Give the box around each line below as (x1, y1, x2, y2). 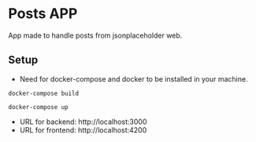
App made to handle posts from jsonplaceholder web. (8, 31, 183, 40)
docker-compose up (8, 103, 69, 111)
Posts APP (8, 5, 78, 23)
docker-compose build (8, 89, 80, 97)
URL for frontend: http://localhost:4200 (19, 125, 147, 134)
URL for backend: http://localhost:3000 (19, 117, 147, 126)
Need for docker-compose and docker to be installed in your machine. (19, 74, 248, 83)
